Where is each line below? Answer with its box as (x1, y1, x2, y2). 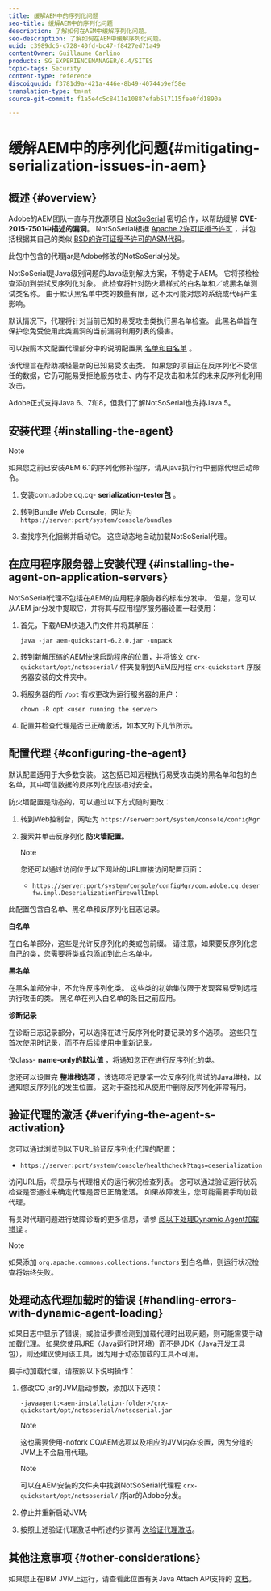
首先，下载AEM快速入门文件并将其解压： (19, 620, 156, 630)
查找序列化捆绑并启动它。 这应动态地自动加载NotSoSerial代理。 (19, 532, 231, 541)
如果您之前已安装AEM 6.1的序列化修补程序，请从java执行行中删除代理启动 (8, 463, 253, 473)
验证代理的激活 (8, 1108, 83, 1122)
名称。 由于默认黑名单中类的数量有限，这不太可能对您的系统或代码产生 (22, 289, 258, 299)
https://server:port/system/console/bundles (19, 516, 173, 524)
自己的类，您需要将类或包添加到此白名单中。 (8, 948, 157, 958)
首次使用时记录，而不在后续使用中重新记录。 (8, 1037, 157, 1047)
